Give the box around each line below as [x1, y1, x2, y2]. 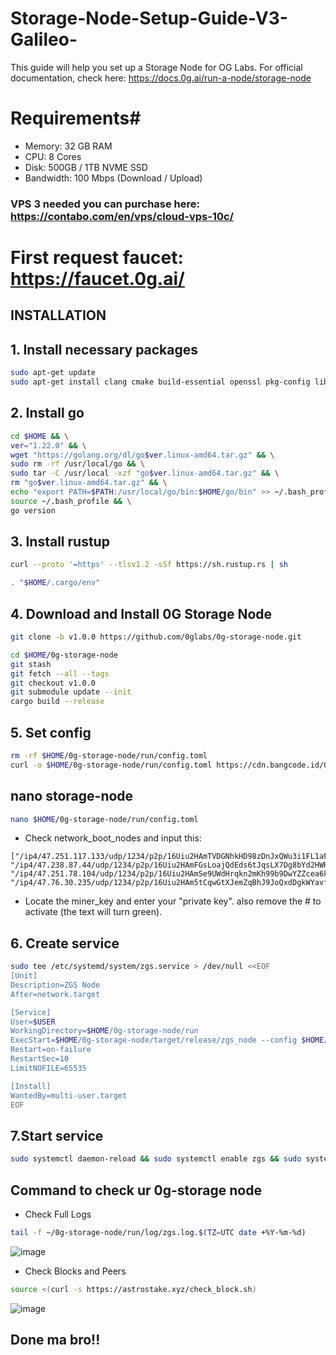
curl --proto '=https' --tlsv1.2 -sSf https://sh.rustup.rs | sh [10, 560, 288, 570]
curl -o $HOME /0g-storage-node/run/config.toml [10, 760, 213, 770]
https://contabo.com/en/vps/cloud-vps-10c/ [10, 209, 234, 223]
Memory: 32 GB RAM [24, 140, 113, 152]
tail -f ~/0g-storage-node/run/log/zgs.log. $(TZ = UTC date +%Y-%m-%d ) [10, 1227, 307, 1237]
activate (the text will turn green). [24, 906, 163, 918]
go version [10, 505, 56, 516]
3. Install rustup [10, 533, 110, 551]
